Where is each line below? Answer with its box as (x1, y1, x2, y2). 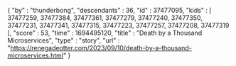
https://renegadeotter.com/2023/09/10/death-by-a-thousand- (10, 44, 192, 52)
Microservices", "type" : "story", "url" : (7, 36, 120, 45)
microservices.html (7, 51, 64, 60)
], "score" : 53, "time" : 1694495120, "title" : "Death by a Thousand (7, 28, 203, 37)
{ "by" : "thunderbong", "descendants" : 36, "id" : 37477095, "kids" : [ (7, 6, 212, 14)
